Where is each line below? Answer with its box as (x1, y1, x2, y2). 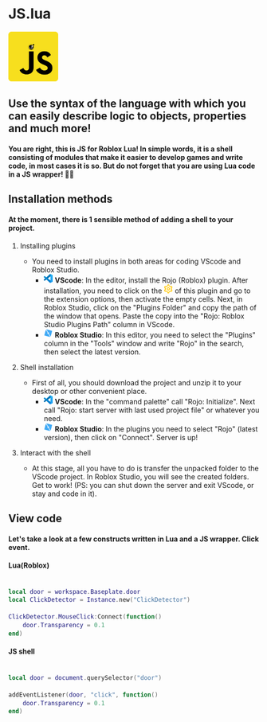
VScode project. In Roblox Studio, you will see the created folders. (31, 471, 249, 482)
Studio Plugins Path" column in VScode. (43, 319, 175, 329)
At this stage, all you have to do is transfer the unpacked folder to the (31, 463, 259, 473)
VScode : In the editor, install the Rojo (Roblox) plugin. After (54, 275, 249, 285)
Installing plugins (19, 240, 76, 251)
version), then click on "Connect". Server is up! (43, 432, 198, 442)
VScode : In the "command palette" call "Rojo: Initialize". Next (54, 396, 256, 406)
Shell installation (19, 362, 74, 372)
